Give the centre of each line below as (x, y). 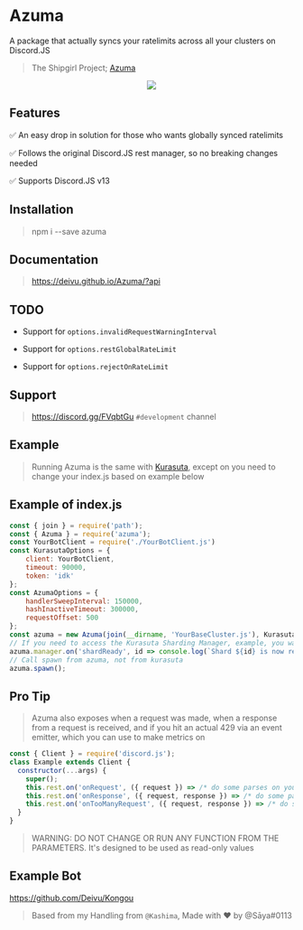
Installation (41, 210)
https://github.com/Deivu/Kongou (72, 897)
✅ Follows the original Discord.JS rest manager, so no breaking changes (144, 153)
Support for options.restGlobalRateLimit (100, 349)
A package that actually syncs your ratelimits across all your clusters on (143, 41)
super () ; (42, 779)
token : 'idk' (50, 576)
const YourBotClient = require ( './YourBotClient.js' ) (113, 543)
